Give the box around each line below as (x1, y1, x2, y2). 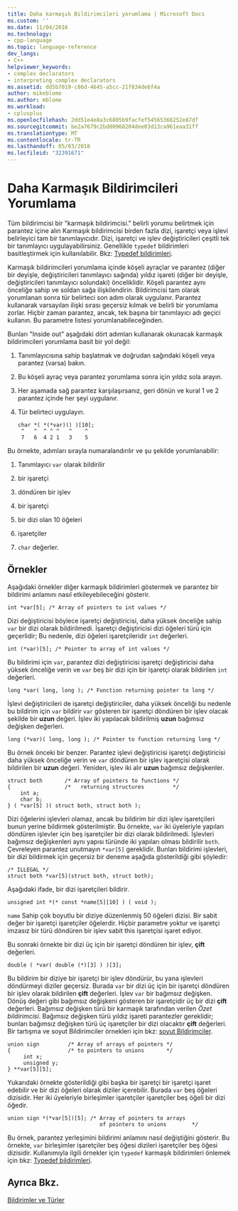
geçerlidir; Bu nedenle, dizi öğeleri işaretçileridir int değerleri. (7, 631, 189, 640)
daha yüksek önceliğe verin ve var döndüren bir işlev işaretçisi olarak (7, 756, 210, 764)
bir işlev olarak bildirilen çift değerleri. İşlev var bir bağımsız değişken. (7, 989, 212, 997)
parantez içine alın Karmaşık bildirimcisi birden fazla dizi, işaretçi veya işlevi (7, 226, 229, 235)
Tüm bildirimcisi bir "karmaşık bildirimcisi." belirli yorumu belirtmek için (7, 219, 215, 227)
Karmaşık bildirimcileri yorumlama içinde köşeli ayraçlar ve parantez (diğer (7, 263, 225, 271)
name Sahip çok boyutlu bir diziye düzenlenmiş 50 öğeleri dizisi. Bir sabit (7, 911, 218, 920)
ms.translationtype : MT (7, 130, 78, 137)
